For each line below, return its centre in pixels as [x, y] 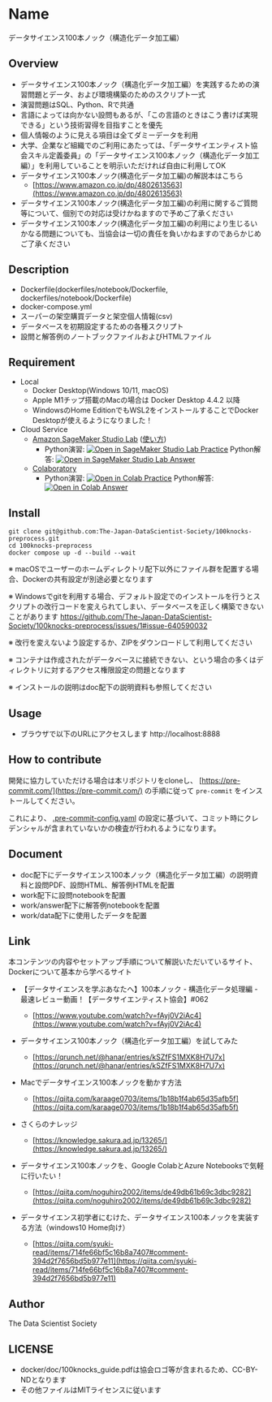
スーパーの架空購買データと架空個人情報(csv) [96, 316]
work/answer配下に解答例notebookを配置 [90, 905]
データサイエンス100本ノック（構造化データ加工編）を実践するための [136, 84]
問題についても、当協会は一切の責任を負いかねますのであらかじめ [152, 233]
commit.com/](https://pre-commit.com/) [76, 790]
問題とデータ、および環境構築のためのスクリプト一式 [116, 94]
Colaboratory [54, 468]
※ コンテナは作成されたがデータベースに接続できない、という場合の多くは [133, 660]
